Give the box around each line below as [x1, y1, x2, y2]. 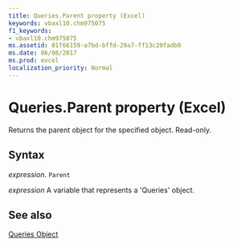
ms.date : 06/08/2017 [8, 49, 78, 57]
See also [8, 208, 52, 221]
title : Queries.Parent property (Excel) [8, 11, 146, 20]
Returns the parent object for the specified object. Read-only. [8, 125, 212, 135]
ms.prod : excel [8, 57, 59, 65]
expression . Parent [8, 169, 71, 179]
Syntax [8, 148, 45, 162]
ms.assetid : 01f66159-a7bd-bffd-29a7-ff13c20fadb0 [8, 42, 182, 50]
